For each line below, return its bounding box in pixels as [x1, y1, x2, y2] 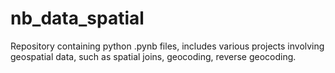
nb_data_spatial [10, 7, 145, 30]
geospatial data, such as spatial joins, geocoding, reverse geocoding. [10, 50, 297, 62]
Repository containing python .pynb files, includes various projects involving [10, 40, 325, 52]
